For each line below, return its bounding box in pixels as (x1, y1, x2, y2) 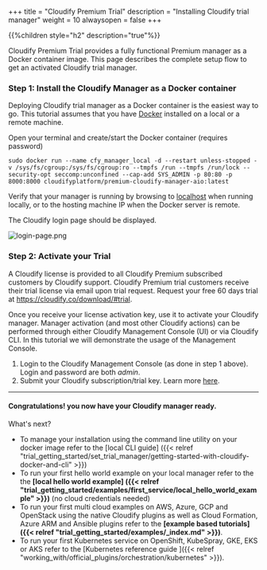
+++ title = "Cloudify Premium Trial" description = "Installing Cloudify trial (8, 7, 250, 16)
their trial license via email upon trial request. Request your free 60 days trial (8, 285, 258, 295)
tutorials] (219, 518, 250, 528)
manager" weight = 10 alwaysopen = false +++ (8, 15, 162, 25)
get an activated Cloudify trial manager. (8, 63, 137, 72)
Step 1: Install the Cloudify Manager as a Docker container (8, 83, 237, 94)
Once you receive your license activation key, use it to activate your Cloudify (8, 309, 259, 319)
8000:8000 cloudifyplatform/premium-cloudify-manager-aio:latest (8, 178, 229, 186)
